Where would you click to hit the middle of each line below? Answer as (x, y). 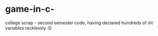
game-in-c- (30, 9)
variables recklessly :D (28, 28)
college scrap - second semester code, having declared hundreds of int (79, 23)
